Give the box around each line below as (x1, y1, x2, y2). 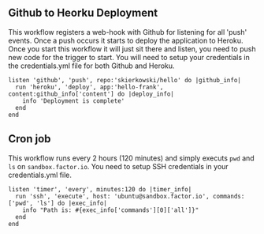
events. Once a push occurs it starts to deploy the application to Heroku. (8, 36, 244, 45)
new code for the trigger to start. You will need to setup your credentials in (8, 52, 250, 62)
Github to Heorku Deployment (8, 6, 158, 20)
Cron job (8, 132, 51, 145)
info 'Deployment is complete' (22, 96, 125, 105)
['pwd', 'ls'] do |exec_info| (8, 199, 108, 207)
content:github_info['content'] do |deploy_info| (8, 90, 175, 98)
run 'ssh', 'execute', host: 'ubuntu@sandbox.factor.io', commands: (15, 192, 245, 200)
